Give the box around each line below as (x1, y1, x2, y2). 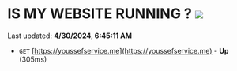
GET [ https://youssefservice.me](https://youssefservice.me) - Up (18, 46, 229, 55)
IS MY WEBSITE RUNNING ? (7, 5, 193, 23)
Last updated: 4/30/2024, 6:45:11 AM (7, 31, 132, 40)
